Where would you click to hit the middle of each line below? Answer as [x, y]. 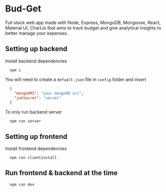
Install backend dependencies [36, 61]
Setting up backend [36, 49]
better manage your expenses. [37, 33]
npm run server [25, 121]
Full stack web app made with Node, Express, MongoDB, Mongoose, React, [83, 22]
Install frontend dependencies [36, 148]
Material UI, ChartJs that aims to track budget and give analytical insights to [83, 27]
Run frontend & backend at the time [61, 173]
